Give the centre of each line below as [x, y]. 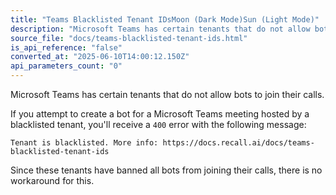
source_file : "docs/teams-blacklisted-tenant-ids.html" [129, 38]
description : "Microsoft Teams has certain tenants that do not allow [160, 29]
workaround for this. [52, 180]
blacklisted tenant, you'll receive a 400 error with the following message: [158, 124]
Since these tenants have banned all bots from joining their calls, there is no [166, 170]
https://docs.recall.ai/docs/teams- [238, 143]
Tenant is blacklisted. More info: [84, 143]
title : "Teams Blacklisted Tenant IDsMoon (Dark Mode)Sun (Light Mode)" [165, 19]
